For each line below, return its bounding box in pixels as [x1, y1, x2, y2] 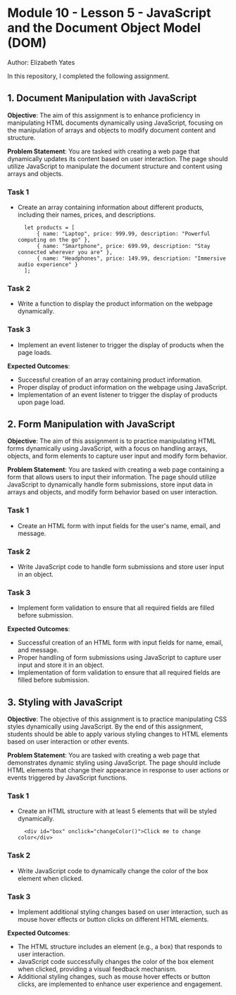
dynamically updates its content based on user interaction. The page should [7, 154, 228, 163]
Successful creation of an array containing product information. [17, 375, 202, 384]
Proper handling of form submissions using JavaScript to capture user [17, 653, 222, 662]
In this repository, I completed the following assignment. [7, 72, 170, 80]
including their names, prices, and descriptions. [17, 211, 156, 219]
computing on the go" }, [17, 237, 91, 244]
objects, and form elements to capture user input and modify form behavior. [7, 452, 228, 461]
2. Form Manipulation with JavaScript [7, 418, 175, 430]
